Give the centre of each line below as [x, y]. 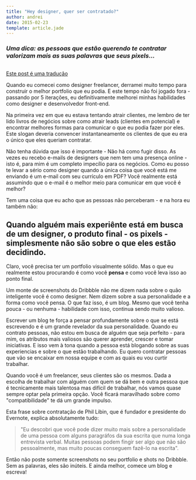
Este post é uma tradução [37, 73]
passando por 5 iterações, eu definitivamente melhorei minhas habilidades [96, 97]
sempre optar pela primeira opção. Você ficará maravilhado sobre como [93, 394]
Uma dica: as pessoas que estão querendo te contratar [86, 49]
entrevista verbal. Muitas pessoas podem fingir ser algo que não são [103, 442]
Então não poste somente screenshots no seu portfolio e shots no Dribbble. [97, 459]
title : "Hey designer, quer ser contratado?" [62, 11]
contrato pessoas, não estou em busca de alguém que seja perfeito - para [96, 333]
